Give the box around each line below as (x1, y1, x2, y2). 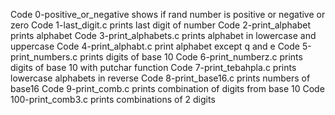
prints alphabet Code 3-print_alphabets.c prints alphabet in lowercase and (10, 30, 317, 41)
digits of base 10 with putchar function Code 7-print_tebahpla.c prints (10, 62, 297, 73)
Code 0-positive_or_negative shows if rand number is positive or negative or (10, 9, 326, 20)
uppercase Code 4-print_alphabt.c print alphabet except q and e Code (10, 40, 300, 52)
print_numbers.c (10, 51, 78, 63)
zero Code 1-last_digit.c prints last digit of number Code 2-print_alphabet (10, 19, 312, 31)
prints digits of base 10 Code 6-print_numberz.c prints (79, 51, 303, 63)
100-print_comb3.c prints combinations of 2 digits (10, 94, 216, 105)
